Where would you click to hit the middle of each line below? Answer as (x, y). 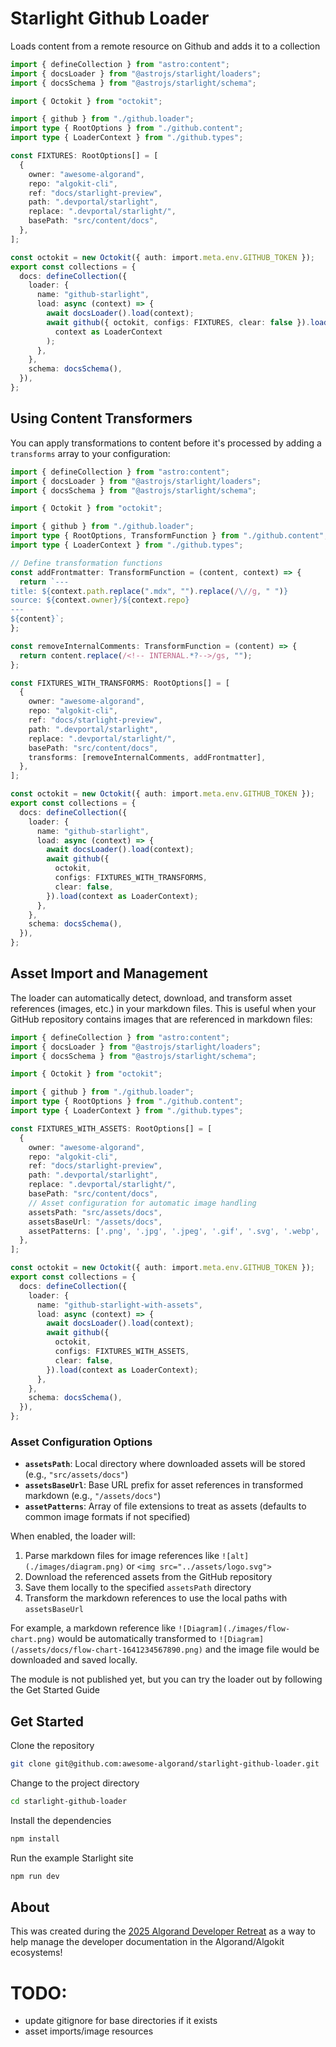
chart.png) (33, 1640)
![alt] (235, 1557)
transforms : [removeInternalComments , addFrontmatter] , (147, 757)
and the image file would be (262, 1649)
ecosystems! (36, 1953)
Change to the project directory (75, 1783)
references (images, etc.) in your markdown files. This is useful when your (163, 1008)
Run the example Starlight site (72, 1858)
